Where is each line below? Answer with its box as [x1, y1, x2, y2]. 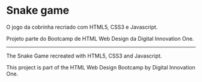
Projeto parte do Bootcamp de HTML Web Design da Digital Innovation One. [6, 35, 194, 42]
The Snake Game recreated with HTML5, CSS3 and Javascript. [6, 52, 162, 59]
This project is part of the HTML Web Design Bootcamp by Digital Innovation [6, 63, 195, 71]
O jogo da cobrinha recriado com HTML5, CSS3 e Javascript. [6, 23, 158, 31]
